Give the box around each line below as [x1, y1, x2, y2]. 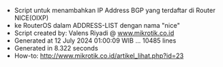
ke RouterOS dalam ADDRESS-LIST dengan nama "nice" [14, 21, 180, 29]
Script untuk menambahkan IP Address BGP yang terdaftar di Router [14, 6, 216, 14]
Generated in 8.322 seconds [14, 44, 99, 52]
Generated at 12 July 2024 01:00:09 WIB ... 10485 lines [14, 36, 177, 45]
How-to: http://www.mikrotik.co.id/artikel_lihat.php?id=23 [14, 51, 184, 60]
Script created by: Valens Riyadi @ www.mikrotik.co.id [14, 29, 174, 37]
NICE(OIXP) [14, 14, 49, 22]
